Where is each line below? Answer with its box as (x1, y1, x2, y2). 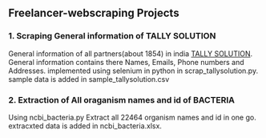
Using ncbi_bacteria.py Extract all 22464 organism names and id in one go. (8, 112, 256, 122)
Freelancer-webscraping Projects (8, 6, 179, 20)
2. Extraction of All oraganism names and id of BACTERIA (8, 94, 235, 105)
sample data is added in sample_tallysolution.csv (8, 74, 170, 83)
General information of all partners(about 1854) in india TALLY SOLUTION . (8, 48, 253, 59)
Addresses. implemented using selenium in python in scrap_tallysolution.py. (8, 66, 259, 75)
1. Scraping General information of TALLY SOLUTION (8, 30, 216, 42)
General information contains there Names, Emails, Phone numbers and (8, 57, 244, 67)
